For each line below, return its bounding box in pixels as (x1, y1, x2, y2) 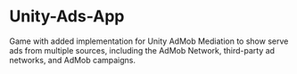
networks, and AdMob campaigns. (9, 54, 136, 65)
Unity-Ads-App (9, 6, 125, 27)
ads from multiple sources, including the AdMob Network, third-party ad (9, 45, 275, 55)
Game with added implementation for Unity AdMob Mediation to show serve (9, 36, 289, 46)
